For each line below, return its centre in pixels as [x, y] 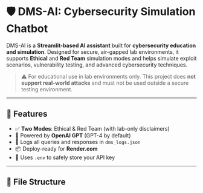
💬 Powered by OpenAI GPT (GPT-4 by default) [73, 135]
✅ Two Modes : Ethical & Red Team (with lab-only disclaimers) [92, 128]
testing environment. [47, 89]
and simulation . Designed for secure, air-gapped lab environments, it [93, 51]
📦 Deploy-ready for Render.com [56, 148]
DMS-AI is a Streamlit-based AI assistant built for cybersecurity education [101, 45]
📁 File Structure [36, 182]
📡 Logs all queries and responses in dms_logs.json [78, 142]
